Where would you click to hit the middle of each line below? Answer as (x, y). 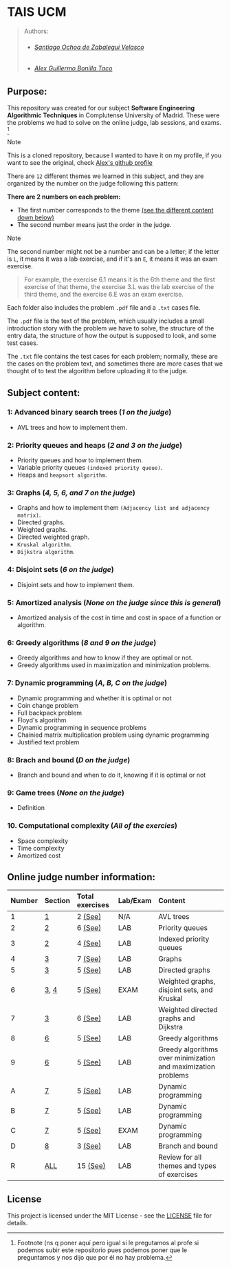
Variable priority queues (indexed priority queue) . (90, 468)
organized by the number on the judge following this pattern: (93, 184)
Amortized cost (39, 855)
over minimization (187, 1058)
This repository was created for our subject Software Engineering (101, 108)
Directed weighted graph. (53, 537)
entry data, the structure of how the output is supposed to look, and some (112, 336)
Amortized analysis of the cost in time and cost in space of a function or (119, 617)
